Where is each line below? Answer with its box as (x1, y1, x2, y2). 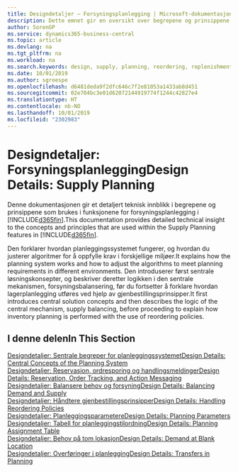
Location (7, 441, 33, 451)
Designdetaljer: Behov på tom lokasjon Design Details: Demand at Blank (7, 434, 215, 443)
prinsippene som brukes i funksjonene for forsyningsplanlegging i (7, 207, 200, 216)
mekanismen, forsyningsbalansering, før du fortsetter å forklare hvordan (7, 282, 218, 290)
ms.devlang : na (7, 43, 52, 50)
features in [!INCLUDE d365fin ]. (7, 230, 98, 238)
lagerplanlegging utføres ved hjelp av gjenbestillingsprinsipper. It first (7, 289, 208, 298)
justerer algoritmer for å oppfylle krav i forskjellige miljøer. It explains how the (7, 251, 231, 260)
